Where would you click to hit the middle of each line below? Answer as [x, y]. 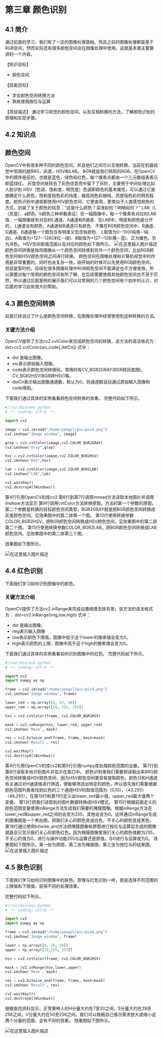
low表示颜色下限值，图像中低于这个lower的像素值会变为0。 [71, 637]
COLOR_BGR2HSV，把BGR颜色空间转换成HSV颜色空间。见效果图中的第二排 [81, 521]
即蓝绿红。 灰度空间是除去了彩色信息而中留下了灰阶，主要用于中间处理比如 [80, 184]
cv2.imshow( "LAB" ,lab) [28, 474]
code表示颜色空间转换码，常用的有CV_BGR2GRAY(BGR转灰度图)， [79, 370]
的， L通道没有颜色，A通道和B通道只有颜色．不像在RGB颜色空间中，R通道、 [81, 226]
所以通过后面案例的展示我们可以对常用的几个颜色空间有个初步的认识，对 [86, 281]
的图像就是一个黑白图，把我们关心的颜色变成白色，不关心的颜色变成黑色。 [79, 820]
